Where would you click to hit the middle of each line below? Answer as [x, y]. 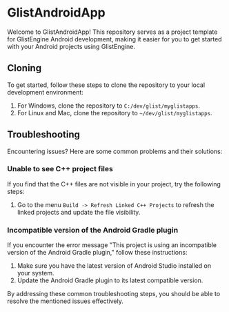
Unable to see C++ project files [60, 169]
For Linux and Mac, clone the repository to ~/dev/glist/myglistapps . [114, 113]
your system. [36, 273]
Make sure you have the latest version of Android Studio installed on [114, 266]
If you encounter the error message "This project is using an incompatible [112, 245]
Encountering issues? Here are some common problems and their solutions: [115, 151]
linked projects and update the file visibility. [79, 212]
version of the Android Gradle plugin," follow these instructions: [97, 253]
